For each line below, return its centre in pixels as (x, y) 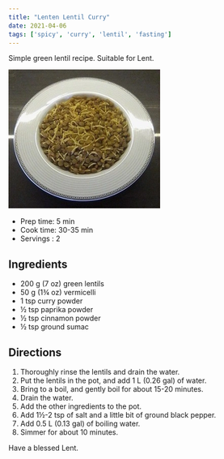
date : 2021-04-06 (38, 26)
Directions (35, 352)
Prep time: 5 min (47, 221)
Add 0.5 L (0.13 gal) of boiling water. (80, 423)
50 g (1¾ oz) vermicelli (58, 293)
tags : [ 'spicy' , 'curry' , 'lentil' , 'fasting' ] (90, 34)
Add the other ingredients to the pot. (81, 406)
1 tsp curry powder (51, 301)
